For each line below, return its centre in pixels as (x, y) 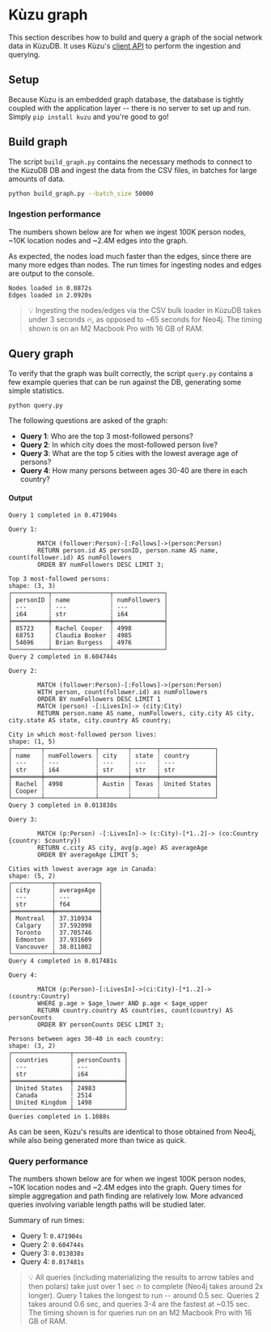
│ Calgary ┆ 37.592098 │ (56, 925)
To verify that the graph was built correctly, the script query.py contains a (131, 373)
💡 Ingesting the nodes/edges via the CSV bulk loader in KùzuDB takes (144, 310)
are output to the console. (51, 273)
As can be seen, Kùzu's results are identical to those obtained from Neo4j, (132, 1131)
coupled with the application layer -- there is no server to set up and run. (129, 108)
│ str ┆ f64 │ (56, 904)
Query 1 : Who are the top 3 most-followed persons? (107, 436)
